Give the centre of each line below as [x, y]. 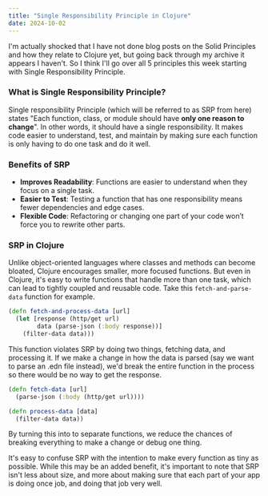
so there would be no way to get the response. [85, 374]
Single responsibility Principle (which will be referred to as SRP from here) [130, 110]
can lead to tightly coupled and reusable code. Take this [101, 288]
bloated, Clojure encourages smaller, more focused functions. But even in [129, 271]
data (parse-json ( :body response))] [100, 327]
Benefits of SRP [39, 164]
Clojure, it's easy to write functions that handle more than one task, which [130, 280]
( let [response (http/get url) [68, 319]
